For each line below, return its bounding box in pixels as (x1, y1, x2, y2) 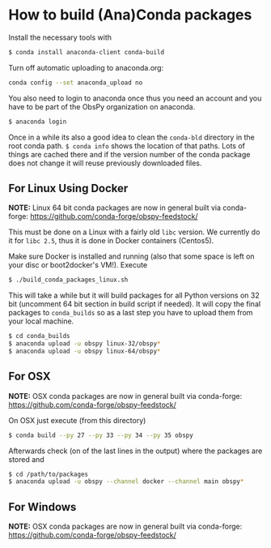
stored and (8, 454, 44, 464)
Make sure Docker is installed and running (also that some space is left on (8, 251, 255, 261)
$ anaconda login (8, 118, 67, 126)
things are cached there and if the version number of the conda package (8, 149, 251, 159)
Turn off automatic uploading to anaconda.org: (8, 62, 164, 72)
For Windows (8, 500, 77, 514)
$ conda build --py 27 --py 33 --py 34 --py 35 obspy (8, 431, 194, 439)
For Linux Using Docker (8, 181, 129, 195)
